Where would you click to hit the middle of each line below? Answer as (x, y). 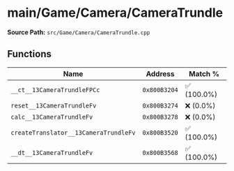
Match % (204, 73)
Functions (30, 54)
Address (161, 73)
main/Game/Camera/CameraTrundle (115, 13)
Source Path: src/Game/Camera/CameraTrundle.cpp (79, 32)
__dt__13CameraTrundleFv (52, 153)
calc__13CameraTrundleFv (52, 117)
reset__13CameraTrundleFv (54, 105)
